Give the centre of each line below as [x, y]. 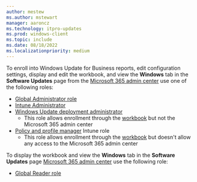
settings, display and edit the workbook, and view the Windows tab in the [97, 74]
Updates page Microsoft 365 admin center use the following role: [87, 161]
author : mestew [25, 12]
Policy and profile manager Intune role [62, 130]
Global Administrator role [46, 99]
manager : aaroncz [28, 23]
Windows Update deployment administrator [69, 111]
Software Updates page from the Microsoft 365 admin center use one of [97, 80]
